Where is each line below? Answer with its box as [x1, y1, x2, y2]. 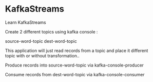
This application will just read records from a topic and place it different [5, 48, 149, 53]
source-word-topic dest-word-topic [5, 38, 77, 44]
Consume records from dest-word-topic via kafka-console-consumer [5, 71, 145, 77]
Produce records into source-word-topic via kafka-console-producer [5, 62, 144, 68]
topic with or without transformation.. [5, 52, 79, 59]
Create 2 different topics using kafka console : [5, 29, 98, 34]
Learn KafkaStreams [5, 19, 46, 25]
